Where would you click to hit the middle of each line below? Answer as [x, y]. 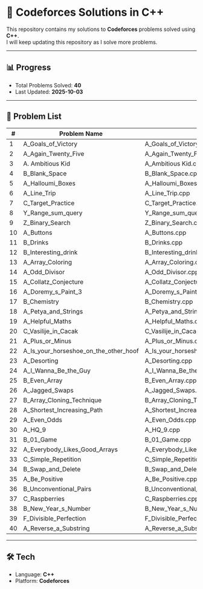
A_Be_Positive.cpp [171, 479]
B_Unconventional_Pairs [57, 489]
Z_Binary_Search [47, 223]
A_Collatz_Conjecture [53, 281]
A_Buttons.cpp [166, 232]
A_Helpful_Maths [47, 321]
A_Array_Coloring [48, 262]
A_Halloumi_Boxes [49, 183]
